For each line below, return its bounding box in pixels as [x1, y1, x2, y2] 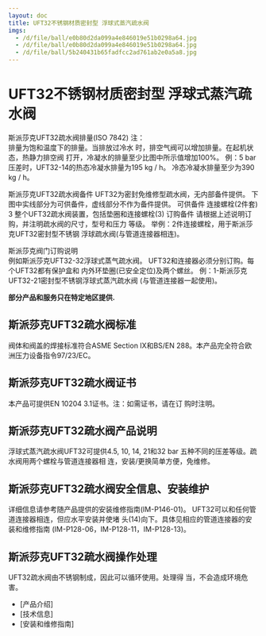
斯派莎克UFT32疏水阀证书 [8, 376, 137, 390]
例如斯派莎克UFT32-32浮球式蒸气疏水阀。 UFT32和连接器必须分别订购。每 [8, 256, 255, 265]
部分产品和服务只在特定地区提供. [8, 292, 115, 302]
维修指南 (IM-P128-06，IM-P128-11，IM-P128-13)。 [21, 525, 191, 534]
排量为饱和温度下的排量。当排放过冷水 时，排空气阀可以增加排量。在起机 [8, 142, 247, 152]
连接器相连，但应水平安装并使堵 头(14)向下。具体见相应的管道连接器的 [14, 515, 245, 524]
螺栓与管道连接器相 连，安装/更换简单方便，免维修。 [42, 457, 214, 466]
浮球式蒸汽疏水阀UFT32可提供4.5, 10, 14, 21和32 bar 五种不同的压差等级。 [8, 446, 250, 457]
